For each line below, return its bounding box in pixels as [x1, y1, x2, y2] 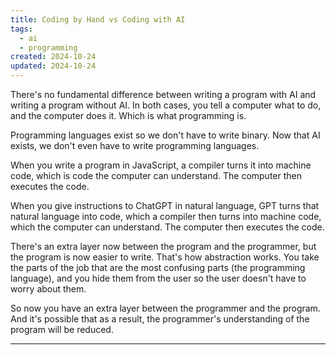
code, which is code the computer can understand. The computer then [10, 170, 302, 181]
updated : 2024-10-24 [10, 61, 97, 71]
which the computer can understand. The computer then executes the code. [10, 221, 325, 233]
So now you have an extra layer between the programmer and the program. [10, 302, 321, 314]
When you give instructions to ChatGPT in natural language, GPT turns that [10, 200, 320, 211]
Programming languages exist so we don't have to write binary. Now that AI [10, 129, 321, 141]
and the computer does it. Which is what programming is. [10, 110, 247, 121]
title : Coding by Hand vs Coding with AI [10, 14, 186, 25]
